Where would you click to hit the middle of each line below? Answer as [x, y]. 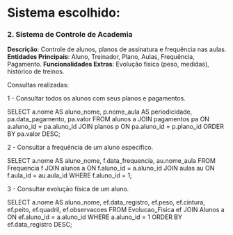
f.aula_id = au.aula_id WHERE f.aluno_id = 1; [70, 175]
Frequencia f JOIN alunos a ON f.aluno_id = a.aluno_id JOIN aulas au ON [111, 168]
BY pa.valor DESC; [34, 134]
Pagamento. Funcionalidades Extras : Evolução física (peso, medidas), [109, 64]
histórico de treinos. [36, 71]
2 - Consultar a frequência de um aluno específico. [80, 148]
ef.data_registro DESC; [40, 225]
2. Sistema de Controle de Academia [70, 35]
